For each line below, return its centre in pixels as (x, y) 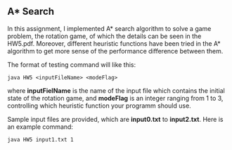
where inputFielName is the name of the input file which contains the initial (116, 90)
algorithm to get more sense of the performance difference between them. (115, 51)
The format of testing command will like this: (72, 64)
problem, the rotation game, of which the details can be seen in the (104, 36)
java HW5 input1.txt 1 (40, 139)
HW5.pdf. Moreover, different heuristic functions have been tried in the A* (114, 43)
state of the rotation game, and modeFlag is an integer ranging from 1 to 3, (115, 98)
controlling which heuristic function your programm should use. (99, 106)
